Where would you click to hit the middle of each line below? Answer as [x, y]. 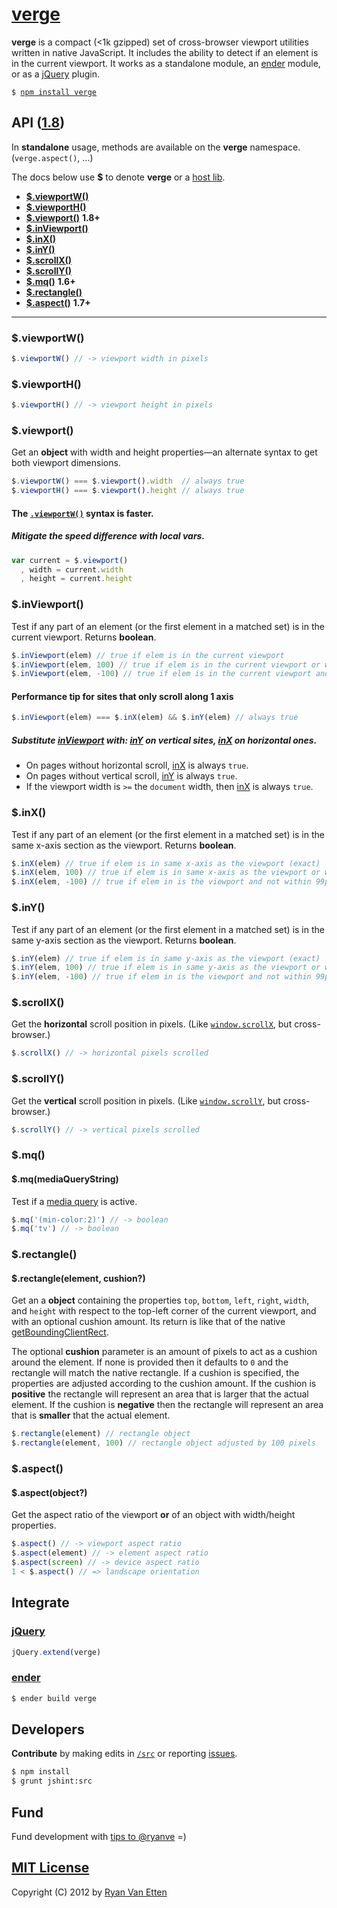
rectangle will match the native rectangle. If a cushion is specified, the [155, 1373]
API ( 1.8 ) [38, 123]
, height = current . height [76, 579]
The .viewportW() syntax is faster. [82, 513]
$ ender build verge [54, 1698]
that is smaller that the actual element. [91, 1415]
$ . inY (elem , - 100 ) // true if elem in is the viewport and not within [161, 977]
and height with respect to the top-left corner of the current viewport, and [164, 1311]
